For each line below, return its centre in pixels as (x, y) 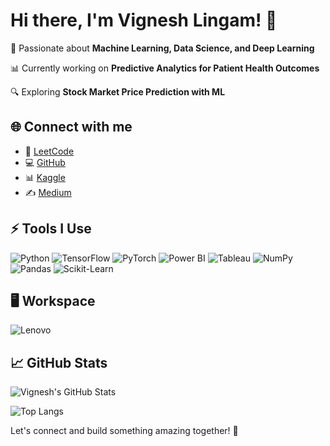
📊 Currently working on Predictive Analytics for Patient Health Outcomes (165, 68)
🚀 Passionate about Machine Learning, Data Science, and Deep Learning (162, 48)
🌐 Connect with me (71, 127)
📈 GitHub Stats (59, 362)
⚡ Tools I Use (51, 229)
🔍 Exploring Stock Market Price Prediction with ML (118, 91)
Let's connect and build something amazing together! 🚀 (124, 431)
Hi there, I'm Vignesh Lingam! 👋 (144, 20)
